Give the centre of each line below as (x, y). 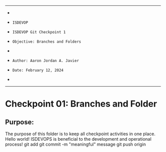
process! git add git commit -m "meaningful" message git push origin (76, 144)
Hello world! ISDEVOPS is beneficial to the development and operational (78, 139)
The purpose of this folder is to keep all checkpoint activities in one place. (80, 134)
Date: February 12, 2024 (38, 70)
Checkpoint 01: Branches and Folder (81, 104)
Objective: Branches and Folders (47, 42)
